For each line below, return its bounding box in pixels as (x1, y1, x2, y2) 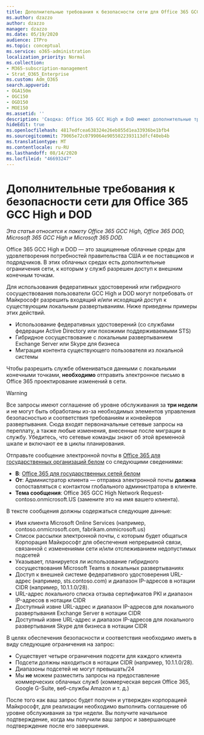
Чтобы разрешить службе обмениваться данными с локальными (6, 365, 176, 372)
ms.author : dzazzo (6, 15, 53, 21)
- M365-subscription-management (6, 65, 88, 72)
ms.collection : (6, 59, 45, 66)
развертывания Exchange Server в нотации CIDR (15, 609, 141, 617)
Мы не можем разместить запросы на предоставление (15, 672, 160, 679)
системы (15, 353, 38, 361)
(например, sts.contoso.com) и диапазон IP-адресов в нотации (32, 577, 195, 584)
